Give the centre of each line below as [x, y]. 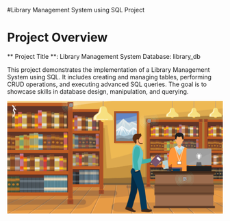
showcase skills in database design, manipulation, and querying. [98, 91]
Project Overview [57, 38]
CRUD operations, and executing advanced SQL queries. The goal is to [107, 84]
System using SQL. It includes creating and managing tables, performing [110, 77]
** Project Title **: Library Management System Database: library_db [104, 56]
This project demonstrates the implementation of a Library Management [108, 69]
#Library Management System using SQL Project [76, 10]
